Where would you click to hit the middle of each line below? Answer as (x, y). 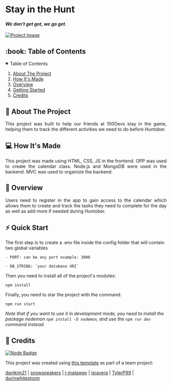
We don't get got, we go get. (36, 24)
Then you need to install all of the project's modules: (61, 276)
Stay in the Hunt (40, 9)
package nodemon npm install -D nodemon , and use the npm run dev (78, 319)
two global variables (27, 248)
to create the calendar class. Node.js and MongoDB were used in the (86, 166)
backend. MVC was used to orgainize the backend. (59, 171)
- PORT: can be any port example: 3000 (48, 258)
